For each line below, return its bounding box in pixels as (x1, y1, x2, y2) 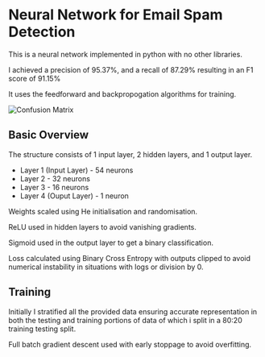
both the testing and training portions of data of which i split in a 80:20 (8, 315, 243, 325)
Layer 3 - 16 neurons (19, 182, 89, 192)
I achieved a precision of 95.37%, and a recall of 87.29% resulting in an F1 (8, 64, 254, 74)
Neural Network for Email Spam (8, 6, 223, 24)
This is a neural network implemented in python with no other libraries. (8, 49, 243, 59)
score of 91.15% (8, 73, 61, 83)
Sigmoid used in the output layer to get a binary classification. (8, 238, 213, 247)
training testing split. (8, 324, 77, 334)
